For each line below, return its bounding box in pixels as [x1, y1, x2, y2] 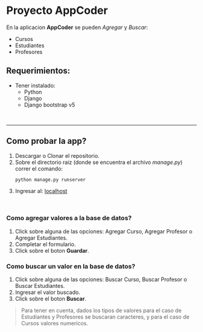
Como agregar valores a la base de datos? [6, 214, 132, 223]
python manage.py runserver [14, 177, 86, 183]
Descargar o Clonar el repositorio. [14, 152, 100, 159]
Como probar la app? [6, 136, 87, 146]
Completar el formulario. [14, 240, 76, 248]
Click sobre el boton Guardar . [14, 247, 89, 254]
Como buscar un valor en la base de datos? [6, 262, 136, 270]
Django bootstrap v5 [24, 101, 76, 108]
